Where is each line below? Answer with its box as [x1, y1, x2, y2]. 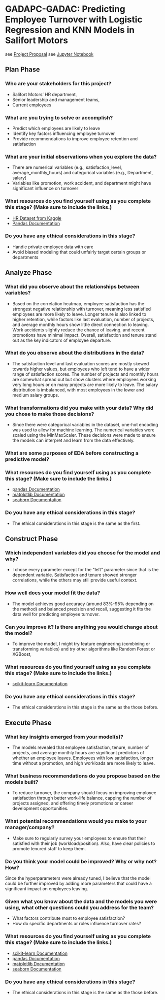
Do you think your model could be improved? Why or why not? [5, 858, 157, 865]
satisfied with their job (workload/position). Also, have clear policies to [12, 840, 155, 846]
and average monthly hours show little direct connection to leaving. [12, 322, 149, 327]
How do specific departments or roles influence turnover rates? [12, 921, 141, 927]
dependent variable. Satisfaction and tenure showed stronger [12, 572, 137, 578]
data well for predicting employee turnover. [12, 611, 100, 617]
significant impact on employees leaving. [5, 886, 88, 892]
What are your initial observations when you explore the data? [5, 153, 157, 160]
